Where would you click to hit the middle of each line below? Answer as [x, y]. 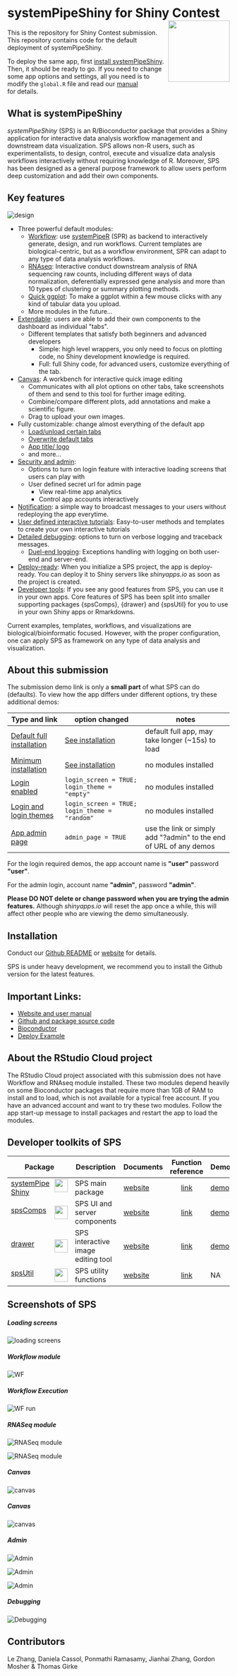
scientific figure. [51, 409]
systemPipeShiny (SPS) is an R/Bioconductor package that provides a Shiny [117, 130]
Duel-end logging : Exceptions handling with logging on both [115, 551]
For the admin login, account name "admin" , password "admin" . [102, 885]
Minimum [26, 761]
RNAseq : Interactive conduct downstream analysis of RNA [113, 266]
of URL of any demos [180, 846]
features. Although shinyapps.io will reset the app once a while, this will [112, 906]
